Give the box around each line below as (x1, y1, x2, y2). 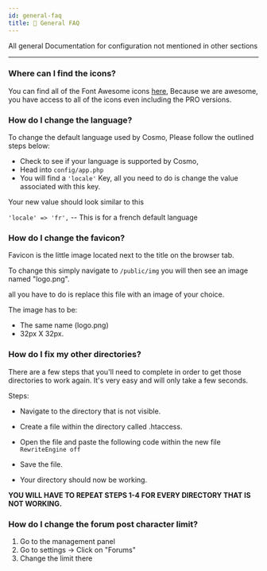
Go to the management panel (19, 536, 115, 546)
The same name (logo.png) (19, 320, 109, 330)
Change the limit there (19, 554, 93, 563)
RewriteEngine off (19, 445, 81, 453)
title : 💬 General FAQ (8, 19, 80, 27)
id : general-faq (8, 11, 62, 20)
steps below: (8, 141, 50, 151)
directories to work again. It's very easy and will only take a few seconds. (8, 375, 249, 385)
